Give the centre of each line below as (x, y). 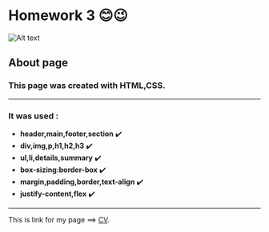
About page (38, 63)
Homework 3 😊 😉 (68, 16)
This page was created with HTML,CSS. (87, 86)
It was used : (33, 116)
